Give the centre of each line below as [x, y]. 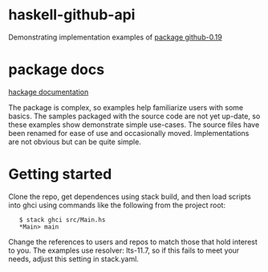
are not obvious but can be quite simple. [75, 142]
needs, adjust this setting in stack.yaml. [73, 258]
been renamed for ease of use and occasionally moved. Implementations [129, 133]
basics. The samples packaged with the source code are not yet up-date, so [134, 116]
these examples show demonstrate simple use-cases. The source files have [134, 124]
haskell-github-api [72, 15]
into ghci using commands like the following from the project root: [117, 205]
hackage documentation [49, 92]
